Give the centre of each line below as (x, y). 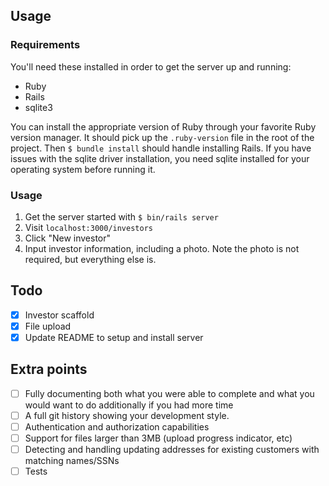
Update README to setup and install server (114, 337)
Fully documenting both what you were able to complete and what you (169, 393)
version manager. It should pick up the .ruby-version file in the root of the (162, 137)
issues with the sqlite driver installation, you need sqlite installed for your (160, 158)
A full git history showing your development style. (127, 415)
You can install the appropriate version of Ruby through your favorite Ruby (163, 126)
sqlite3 (38, 107)
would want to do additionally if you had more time (129, 405)
